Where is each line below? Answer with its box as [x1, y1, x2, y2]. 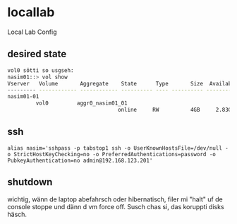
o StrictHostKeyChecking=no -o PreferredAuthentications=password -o [7, 151, 217, 158]
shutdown [7, 176, 53, 188]
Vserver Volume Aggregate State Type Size [7, 80, 203, 87]
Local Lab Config [7, 28, 57, 36]
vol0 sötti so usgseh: [7, 66, 74, 74]
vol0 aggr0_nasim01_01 [35, 100, 128, 107]
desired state [7, 48, 67, 60]
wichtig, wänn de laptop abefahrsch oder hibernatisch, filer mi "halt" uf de [7, 195, 224, 204]
